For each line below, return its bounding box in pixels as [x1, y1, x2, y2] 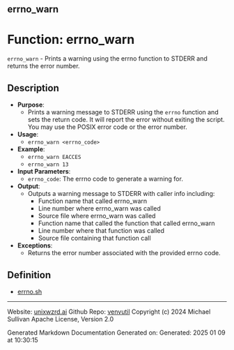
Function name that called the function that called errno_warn [38, 219, 215, 227]
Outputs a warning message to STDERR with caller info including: [27, 190, 215, 198]
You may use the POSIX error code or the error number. [27, 123, 188, 131]
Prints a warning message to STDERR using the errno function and [27, 108, 219, 116]
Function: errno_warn [7, 31, 135, 47]
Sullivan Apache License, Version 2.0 [7, 314, 114, 323]
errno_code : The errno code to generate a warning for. [27, 175, 183, 183]
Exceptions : [17, 241, 53, 250]
